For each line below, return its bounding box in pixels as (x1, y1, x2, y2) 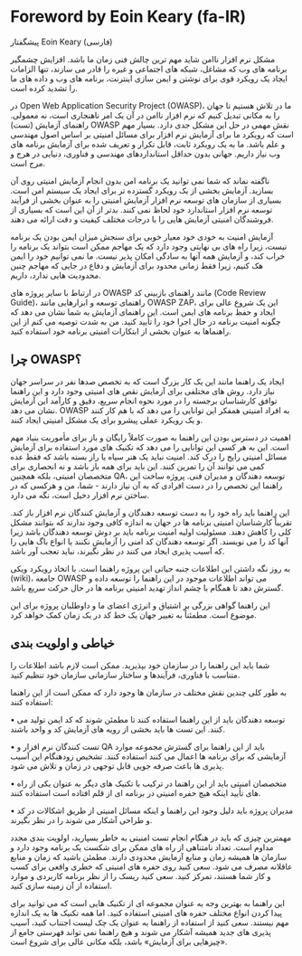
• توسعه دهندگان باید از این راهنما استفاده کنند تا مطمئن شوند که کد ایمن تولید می (10, 714, 286, 724)
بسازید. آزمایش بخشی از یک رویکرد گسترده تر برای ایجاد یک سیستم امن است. (10, 185, 274, 195)
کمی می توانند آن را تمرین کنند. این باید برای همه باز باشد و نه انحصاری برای (10, 460, 265, 471)
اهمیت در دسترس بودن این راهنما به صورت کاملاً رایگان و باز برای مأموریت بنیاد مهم (10, 431, 292, 442)
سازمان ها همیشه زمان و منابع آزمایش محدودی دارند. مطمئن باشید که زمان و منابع (10, 851, 288, 862)
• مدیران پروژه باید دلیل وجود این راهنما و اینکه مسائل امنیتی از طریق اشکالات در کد (10, 805, 294, 816)
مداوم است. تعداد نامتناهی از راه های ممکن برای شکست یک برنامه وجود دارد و (10, 841, 274, 852)
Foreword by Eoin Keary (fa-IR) (10, 6, 247, 27)
